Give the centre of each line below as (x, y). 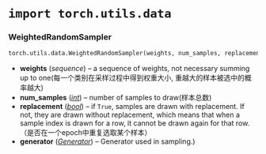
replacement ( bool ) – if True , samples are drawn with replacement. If (132, 107)
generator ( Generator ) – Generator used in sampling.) (107, 141)
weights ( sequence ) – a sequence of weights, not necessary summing (135, 69)
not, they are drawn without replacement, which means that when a (129, 115)
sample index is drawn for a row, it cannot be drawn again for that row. (135, 123)
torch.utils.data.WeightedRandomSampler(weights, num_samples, (115, 54)
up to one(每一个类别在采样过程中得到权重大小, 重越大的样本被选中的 (132, 78)
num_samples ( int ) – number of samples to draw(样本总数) (116, 98)
